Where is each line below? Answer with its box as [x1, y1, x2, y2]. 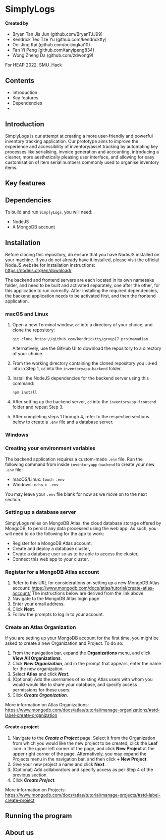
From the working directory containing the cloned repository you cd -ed [12, 360, 158, 366]
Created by [5, 20, 29, 26]
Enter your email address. [12, 601, 65, 607]
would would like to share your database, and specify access [12, 682, 137, 687]
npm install [12, 390, 37, 395]
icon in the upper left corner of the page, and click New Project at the [12, 745, 155, 751]
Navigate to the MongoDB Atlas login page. [12, 596, 101, 602]
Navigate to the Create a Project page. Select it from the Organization [12, 735, 156, 741]
